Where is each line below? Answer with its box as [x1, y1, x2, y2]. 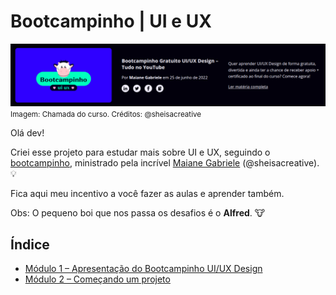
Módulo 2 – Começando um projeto [24, 273, 171, 285]
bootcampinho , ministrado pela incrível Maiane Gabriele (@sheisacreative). [10, 157, 320, 169]
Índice [10, 236, 50, 253]
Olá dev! [10, 127, 45, 139]
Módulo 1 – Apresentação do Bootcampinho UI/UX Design [24, 263, 263, 275]
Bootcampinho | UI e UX [10, 10, 212, 33]
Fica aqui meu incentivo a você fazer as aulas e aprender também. [10, 188, 285, 200]
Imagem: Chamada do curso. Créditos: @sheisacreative [10, 110, 202, 120]
